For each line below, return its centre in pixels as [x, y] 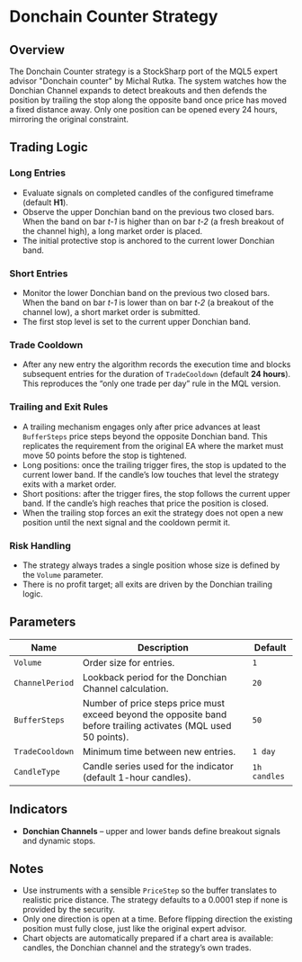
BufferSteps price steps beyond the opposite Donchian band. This [145, 436]
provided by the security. [68, 910]
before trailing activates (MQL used [157, 725]
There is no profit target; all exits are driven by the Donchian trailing [147, 584]
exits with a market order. [69, 484]
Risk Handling [40, 545]
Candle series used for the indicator [158, 766]
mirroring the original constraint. [69, 119]
